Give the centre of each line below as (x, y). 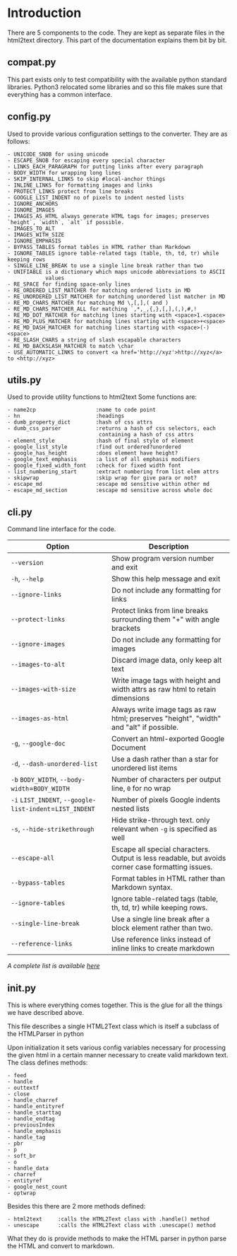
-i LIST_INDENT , (36, 800)
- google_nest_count (38, 1187)
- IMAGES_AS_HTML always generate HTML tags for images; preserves (109, 216)
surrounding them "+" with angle (166, 620)
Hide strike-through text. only (161, 820)
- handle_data (28, 1168)
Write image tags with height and (166, 680)
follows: (19, 141)
